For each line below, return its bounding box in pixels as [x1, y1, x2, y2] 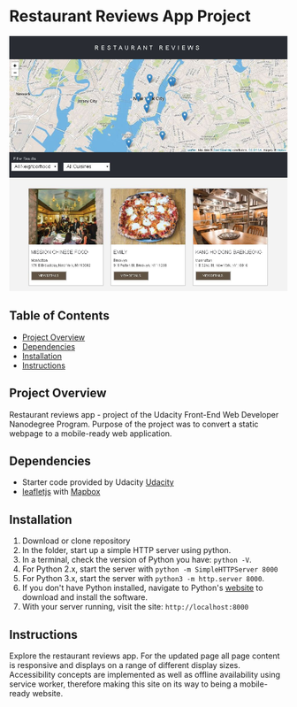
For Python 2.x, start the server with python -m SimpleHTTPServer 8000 [21, 564, 278, 574]
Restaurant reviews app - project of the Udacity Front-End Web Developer [9, 409, 279, 419]
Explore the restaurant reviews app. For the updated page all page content [9, 650, 280, 661]
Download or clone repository [21, 535, 131, 546]
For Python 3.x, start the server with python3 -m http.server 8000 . [21, 573, 265, 584]
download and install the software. [21, 592, 148, 603]
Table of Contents [9, 308, 110, 324]
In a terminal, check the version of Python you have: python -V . [21, 555, 252, 565]
